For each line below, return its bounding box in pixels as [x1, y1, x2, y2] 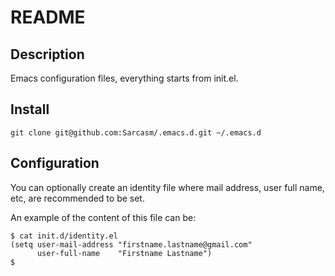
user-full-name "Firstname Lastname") [36, 248, 213, 258]
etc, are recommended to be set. [10, 192, 145, 204]
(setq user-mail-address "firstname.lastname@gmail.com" [10, 239, 253, 250]
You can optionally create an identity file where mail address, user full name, [10, 181, 325, 193]
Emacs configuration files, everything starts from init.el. [10, 72, 239, 84]
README [10, 6, 86, 29]
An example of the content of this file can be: [10, 211, 197, 223]
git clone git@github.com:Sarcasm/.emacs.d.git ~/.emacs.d [10, 127, 262, 138]
